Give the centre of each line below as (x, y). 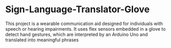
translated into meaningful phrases (42, 40)
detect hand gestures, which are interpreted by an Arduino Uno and (77, 34)
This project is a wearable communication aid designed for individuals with (84, 23)
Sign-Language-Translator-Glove (78, 9)
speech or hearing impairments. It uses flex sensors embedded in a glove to (85, 29)
